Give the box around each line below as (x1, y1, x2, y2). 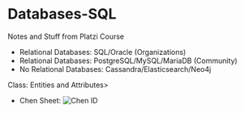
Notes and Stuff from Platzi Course (7, 31, 125, 41)
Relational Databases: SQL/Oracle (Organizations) (19, 47, 187, 56)
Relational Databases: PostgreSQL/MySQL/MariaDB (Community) (19, 56, 238, 65)
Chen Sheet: (19, 95, 62, 105)
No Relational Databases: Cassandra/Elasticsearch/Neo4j (19, 64, 212, 73)
